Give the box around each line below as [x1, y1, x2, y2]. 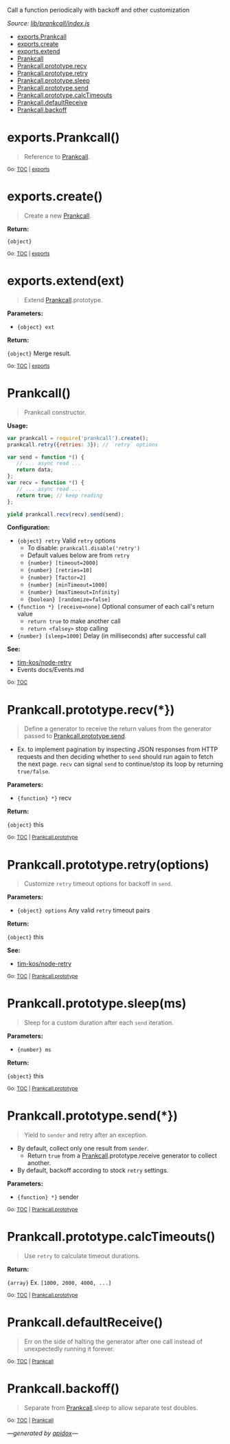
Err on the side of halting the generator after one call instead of [23, 1337, 203, 1346]
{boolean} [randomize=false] [27, 596, 111, 603]
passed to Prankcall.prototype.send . [23, 732, 127, 740]
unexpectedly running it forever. [23, 1345, 115, 1352]
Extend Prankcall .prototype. [23, 295, 103, 304]
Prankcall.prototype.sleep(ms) [7, 996, 187, 1012]
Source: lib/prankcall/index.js [7, 19, 90, 27]
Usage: [7, 421, 29, 430]
